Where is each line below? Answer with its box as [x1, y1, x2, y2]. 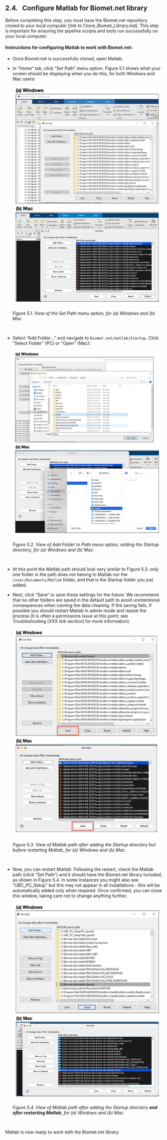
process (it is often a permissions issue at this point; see [12, 613, 128, 619]
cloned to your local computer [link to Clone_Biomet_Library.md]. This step [5, 22, 159, 28]
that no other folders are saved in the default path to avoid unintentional [12, 597, 160, 603]
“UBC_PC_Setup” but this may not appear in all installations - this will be [12, 882, 161, 888]
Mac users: [12, 76, 36, 82]
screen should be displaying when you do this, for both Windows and [12, 71, 155, 77]
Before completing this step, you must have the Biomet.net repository [5, 17, 148, 23]
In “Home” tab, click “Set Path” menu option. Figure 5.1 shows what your [12, 65, 161, 71]
